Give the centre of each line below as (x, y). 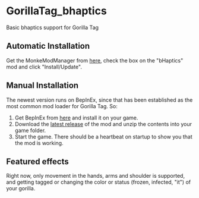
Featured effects (38, 161)
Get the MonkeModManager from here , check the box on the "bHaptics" (95, 60)
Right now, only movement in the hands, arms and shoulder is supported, (96, 176)
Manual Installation (42, 85)
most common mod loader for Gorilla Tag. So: (62, 106)
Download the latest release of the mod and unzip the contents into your (103, 124)
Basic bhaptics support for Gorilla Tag (53, 27)
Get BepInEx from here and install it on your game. (76, 118)
